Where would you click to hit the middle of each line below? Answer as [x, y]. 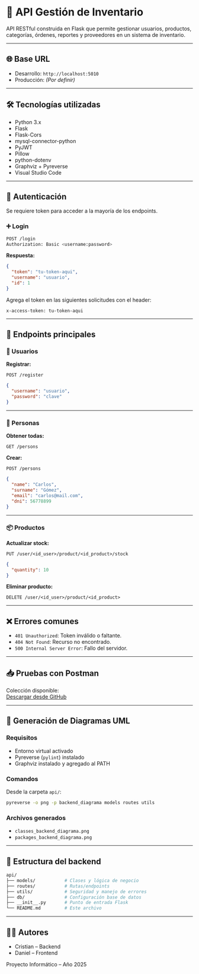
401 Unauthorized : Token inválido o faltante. [68, 635]
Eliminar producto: [30, 587]
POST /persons [24, 469]
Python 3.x [28, 122]
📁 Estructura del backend [54, 861]
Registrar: [19, 364]
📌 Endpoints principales [51, 335]
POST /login [21, 239]
